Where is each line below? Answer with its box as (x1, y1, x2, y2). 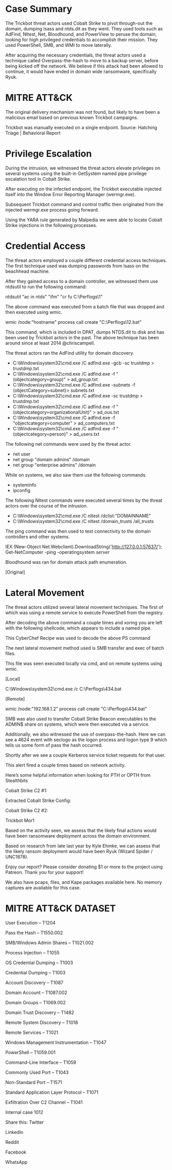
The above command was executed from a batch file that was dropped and (5, 303, 164, 309)
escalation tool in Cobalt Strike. (5, 176, 71, 182)
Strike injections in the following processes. (5, 222, 98, 228)
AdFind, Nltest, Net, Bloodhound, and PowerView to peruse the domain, (5, 31, 157, 37)
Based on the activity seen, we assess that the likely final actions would (5, 827, 157, 833)
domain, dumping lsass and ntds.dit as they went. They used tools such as (5, 25, 163, 31)
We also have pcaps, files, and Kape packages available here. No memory (5, 879, 162, 885)
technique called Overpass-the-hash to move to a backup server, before (5, 57, 159, 63)
